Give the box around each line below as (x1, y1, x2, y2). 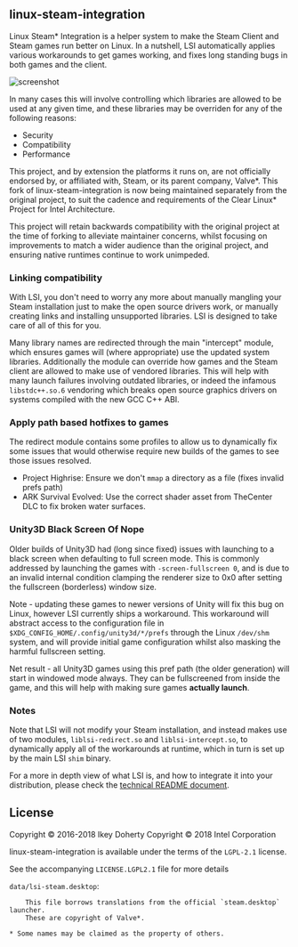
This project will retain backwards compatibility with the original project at (9, 221, 280, 231)
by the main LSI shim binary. (9, 753, 111, 764)
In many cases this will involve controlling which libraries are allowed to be (9, 93, 282, 104)
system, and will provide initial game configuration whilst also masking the (9, 636, 281, 647)
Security (21, 129, 53, 141)
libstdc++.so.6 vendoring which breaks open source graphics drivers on (9, 384, 278, 395)
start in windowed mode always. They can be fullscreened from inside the (9, 672, 280, 684)
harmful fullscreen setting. (9, 645, 106, 657)
